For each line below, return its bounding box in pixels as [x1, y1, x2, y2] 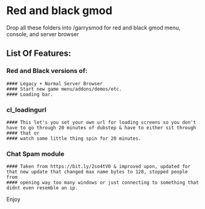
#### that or [6, 130, 40, 136]
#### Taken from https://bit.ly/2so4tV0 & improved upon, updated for [6, 164, 191, 170]
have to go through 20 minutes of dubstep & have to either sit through [6, 124, 196, 131]
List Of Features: [6, 48, 72, 59]
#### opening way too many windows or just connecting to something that [6, 180, 199, 186]
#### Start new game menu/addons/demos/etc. [6, 86, 122, 92]
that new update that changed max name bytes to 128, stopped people [6, 169, 188, 175]
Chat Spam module [6, 150, 64, 158]
